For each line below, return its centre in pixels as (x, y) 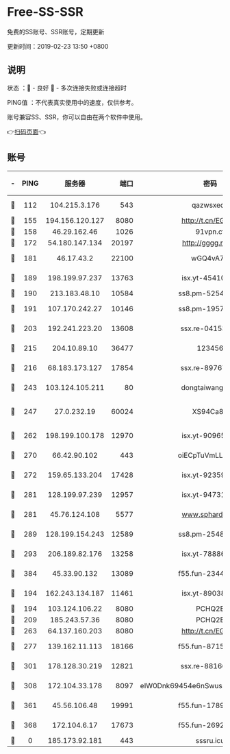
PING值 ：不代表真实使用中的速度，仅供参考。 (72, 102)
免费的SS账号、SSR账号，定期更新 (56, 32)
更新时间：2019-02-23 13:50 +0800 (58, 46)
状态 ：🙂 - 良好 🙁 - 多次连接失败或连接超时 (67, 88)
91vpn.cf (210, 232)
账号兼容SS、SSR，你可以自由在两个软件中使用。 (77, 117)
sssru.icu (210, 740)
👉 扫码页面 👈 (27, 132)
